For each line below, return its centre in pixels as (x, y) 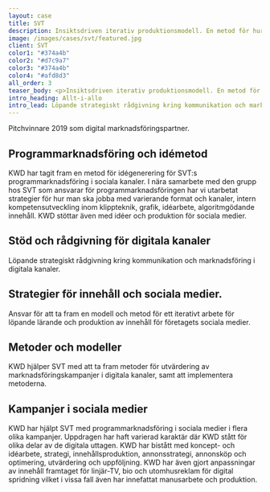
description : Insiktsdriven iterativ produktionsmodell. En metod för (129, 31)
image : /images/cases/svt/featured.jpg (75, 38)
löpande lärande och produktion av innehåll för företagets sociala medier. (129, 322)
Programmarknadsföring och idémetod (108, 154)
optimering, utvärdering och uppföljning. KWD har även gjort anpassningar (132, 462)
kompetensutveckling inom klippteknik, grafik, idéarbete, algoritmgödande (131, 207)
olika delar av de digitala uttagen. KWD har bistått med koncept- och (122, 445)
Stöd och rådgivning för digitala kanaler (110, 241)
